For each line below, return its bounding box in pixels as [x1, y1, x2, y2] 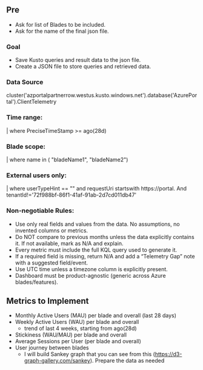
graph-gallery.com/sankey [24, 357, 91, 365]
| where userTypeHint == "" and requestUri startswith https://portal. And [6, 185, 187, 192]
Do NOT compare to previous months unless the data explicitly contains [15, 233, 195, 240]
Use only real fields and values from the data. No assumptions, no [15, 220, 180, 227]
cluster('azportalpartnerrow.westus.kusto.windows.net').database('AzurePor [6, 92, 198, 99]
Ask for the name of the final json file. [15, 27, 109, 35]
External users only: [6, 171, 67, 180]
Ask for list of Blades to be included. [15, 21, 106, 28]
